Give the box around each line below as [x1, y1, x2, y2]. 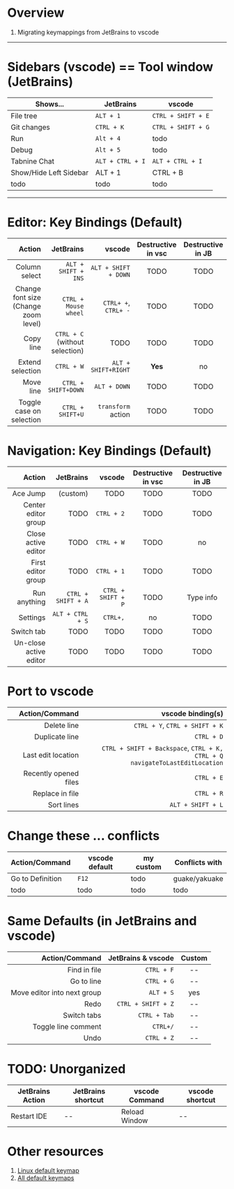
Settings [18, 613, 46, 622]
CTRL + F [145, 965, 174, 974]
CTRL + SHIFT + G [152, 123, 210, 131]
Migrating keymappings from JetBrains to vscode [17, 28, 159, 36]
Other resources [7, 1144, 104, 1159]
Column [15, 262, 42, 272]
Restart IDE [10, 1111, 47, 1121]
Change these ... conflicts [7, 828, 160, 843]
